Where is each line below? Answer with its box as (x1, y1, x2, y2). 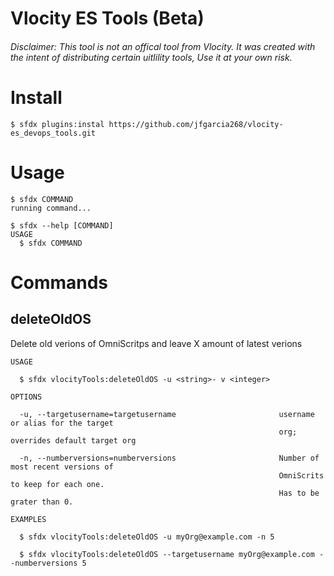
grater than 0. (10, 497, 74, 507)
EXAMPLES (10, 514, 47, 524)
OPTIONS (10, 392, 43, 402)
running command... (10, 203, 92, 213)
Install (10, 86, 63, 109)
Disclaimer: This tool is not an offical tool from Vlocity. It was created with (10, 40, 316, 52)
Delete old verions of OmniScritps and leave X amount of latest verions (10, 337, 303, 349)
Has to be (278, 488, 320, 498)
